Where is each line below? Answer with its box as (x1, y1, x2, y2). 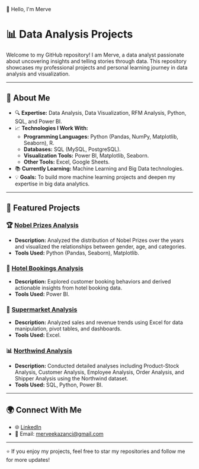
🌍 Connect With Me (6, 405, 82, 415)
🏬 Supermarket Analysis (6, 305, 78, 313)
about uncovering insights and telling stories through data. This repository (6, 57, 187, 65)
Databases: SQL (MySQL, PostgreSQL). (23, 146, 121, 153)
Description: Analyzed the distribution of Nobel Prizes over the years (14, 237, 184, 244)
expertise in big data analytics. (14, 180, 90, 187)
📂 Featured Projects (6, 203, 81, 213)
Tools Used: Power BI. (14, 290, 70, 297)
